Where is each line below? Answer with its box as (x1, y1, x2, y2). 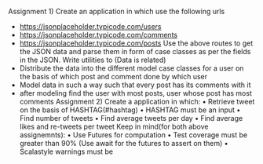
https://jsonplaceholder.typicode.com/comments (19, 31, 178, 39)
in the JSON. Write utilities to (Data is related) (19, 55, 166, 64)
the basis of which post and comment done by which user (19, 72, 208, 81)
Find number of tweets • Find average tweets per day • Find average (19, 114, 243, 122)
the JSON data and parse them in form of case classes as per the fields (19, 47, 251, 56)
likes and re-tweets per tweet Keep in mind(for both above (19, 122, 209, 131)
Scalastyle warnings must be (19, 147, 114, 156)
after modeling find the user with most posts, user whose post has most (19, 89, 253, 97)
